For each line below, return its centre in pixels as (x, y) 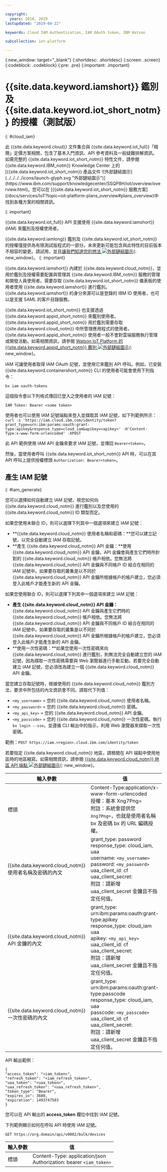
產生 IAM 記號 (26, 477)
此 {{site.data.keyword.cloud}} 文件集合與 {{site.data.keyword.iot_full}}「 (80, 147)
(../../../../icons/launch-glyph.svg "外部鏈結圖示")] (55, 178)
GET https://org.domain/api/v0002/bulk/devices (55, 1134)
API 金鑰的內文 (25, 943)
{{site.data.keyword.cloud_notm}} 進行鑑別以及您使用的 (62, 506)
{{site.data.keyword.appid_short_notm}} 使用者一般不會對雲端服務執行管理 (82, 335)
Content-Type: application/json (69, 1156)
